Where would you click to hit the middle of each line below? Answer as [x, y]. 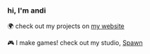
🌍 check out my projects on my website [66, 26]
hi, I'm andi [27, 11]
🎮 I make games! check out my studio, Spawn [75, 43]
